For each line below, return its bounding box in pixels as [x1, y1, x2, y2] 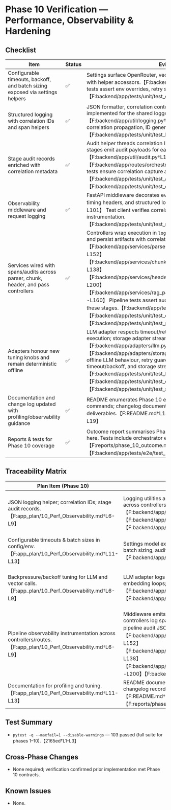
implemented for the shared [86, 110, 153, 117]
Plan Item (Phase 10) [37, 482, 89, 489]
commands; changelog [86, 402, 141, 410]
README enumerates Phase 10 [86, 396, 162, 403]
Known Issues [5, 786, 51, 795]
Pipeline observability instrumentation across [8, 629, 116, 637]
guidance [8, 420, 31, 426]
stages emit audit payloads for [86, 146, 159, 153]
